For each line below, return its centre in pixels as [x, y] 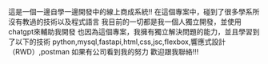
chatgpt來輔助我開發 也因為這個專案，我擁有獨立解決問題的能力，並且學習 [131, 32]
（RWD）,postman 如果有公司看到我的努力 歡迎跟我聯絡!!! [104, 52]
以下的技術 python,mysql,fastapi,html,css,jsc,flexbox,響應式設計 [120, 42]
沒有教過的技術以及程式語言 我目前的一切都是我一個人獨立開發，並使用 [125, 22]
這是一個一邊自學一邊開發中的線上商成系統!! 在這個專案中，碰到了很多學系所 [134, 12]
